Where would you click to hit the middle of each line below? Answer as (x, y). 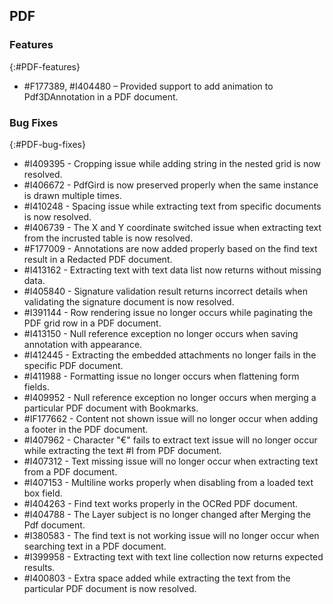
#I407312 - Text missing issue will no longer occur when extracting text (171, 461)
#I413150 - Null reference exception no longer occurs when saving (161, 333)
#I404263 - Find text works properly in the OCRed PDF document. (161, 503)
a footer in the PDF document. (86, 429)
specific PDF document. (73, 365)
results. (39, 567)
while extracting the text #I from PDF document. (122, 450)
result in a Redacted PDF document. (98, 259)
